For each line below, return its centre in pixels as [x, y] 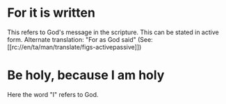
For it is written [51, 13]
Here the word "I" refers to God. [53, 94]
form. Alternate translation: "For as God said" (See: [80, 39]
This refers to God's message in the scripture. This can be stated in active [113, 32]
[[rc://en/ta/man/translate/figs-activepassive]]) [74, 47]
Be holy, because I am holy [86, 75]
